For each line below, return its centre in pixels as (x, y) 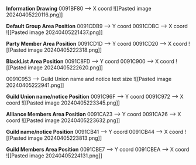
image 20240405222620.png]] (66, 68)
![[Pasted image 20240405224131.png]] (54, 156)
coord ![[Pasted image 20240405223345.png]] (63, 103)
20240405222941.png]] (35, 85)
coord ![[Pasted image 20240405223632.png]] (63, 120)
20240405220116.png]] (35, 15)
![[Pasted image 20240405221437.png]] (54, 32)
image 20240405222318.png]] (65, 50)
